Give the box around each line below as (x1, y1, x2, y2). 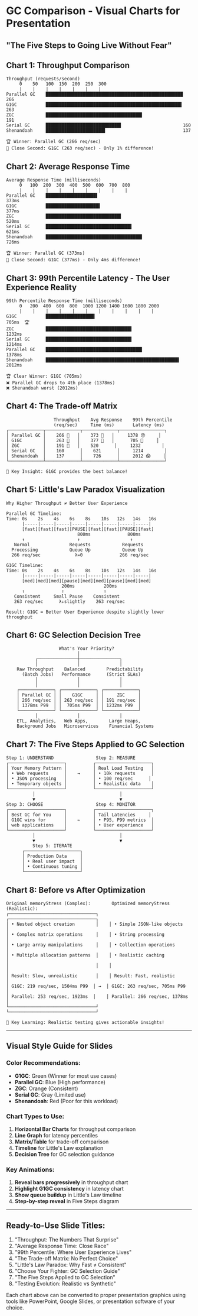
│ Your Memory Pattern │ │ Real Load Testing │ (6, 766, 154, 772)
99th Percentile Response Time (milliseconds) (6, 298, 123, 304)
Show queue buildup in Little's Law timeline (14, 1191, 122, 1198)
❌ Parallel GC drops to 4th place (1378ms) (6, 380, 115, 386)
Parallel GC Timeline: (6, 510, 62, 517)
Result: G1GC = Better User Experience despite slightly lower (6, 609, 165, 615)
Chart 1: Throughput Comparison (6, 60, 130, 70)
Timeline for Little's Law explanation (14, 1145, 104, 1152)
